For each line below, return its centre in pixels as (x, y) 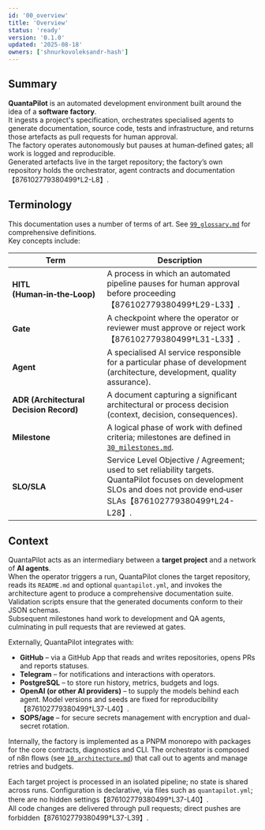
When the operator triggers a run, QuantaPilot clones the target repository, (129, 577)
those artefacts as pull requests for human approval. (93, 136)
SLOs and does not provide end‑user (175, 489)
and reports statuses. (54, 666)
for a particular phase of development (177, 362)
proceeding (154, 293)
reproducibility (194, 700)
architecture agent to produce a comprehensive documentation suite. (121, 593)
